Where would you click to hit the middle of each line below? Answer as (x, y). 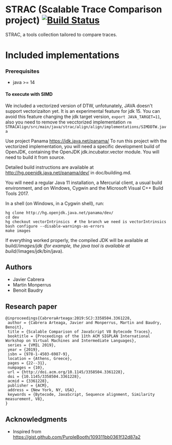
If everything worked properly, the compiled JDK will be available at (77, 240)
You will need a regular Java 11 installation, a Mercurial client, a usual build (84, 183)
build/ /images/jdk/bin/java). (34, 251)
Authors (19, 267)
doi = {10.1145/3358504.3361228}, (44, 377)
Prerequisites (22, 71)
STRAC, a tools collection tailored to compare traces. (61, 34)
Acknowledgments (36, 419)
